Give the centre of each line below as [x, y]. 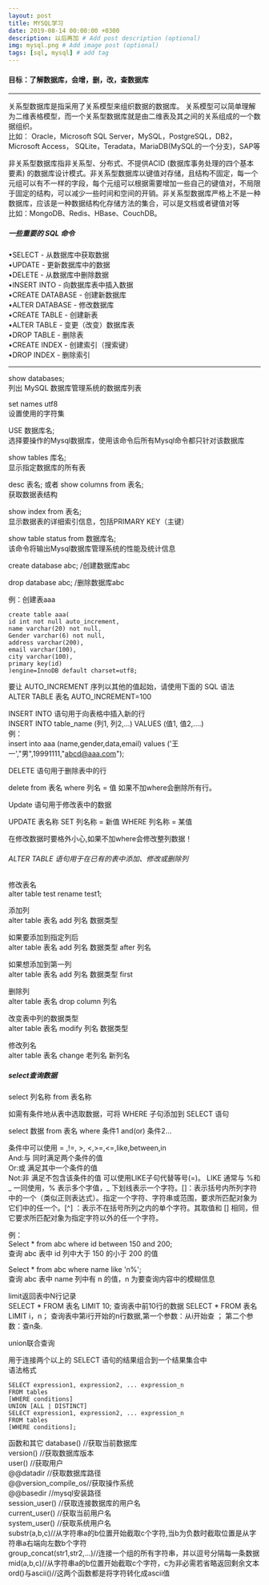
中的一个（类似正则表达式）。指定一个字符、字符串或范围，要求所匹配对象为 [133, 1198]
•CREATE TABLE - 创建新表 [53, 315]
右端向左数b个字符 [56, 1543]
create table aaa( [39, 615]
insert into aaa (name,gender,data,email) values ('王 [94, 744]
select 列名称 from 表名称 [50, 1097]
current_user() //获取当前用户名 [60, 1513]
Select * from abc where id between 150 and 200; [90, 1244]
